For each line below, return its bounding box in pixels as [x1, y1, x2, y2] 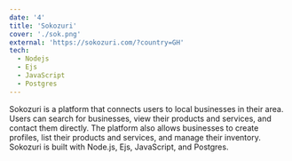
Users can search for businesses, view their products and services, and [9, 113, 272, 124]
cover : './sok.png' [9, 29, 82, 38]
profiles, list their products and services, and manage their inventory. [9, 132, 262, 142]
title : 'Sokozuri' [9, 21, 77, 30]
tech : [9, 46, 29, 55]
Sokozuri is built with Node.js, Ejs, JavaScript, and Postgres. [9, 141, 229, 152]
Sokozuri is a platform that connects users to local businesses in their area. [9, 103, 284, 114]
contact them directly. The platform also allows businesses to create [9, 122, 259, 133]
